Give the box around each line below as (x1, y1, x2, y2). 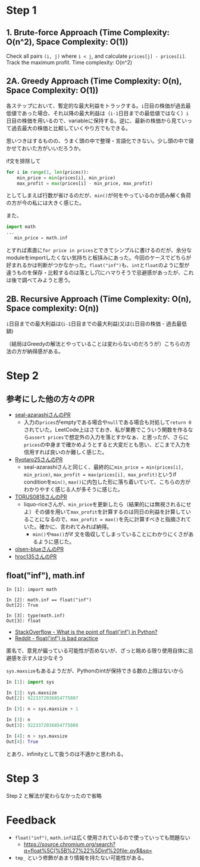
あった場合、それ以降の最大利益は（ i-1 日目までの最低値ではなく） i (21, 109, 189, 116)
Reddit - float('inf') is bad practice (14, 634, 98, 642)
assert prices (29, 434, 64, 441)
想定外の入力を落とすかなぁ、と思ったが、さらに (68, 433, 189, 441)
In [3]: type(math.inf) (6, 613, 65, 619)
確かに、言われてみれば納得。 (39, 523, 112, 530)
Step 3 (6, 771, 39, 785)
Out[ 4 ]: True (6, 739, 39, 745)
